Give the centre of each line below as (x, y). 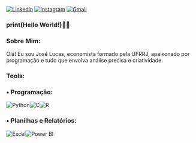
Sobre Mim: (23, 41)
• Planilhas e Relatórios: (41, 121)
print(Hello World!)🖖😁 (38, 25)
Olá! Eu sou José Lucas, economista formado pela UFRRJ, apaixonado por (98, 54)
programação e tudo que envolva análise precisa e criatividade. (85, 61)
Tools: (16, 76)
